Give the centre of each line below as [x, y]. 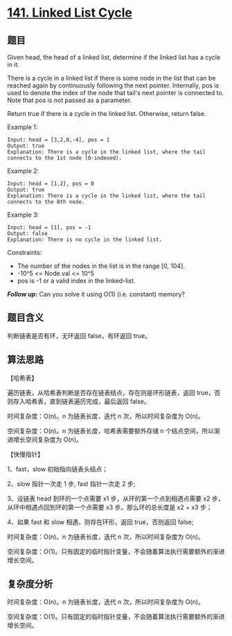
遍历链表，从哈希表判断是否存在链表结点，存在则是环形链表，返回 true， [111, 392]
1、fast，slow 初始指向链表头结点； [58, 469]
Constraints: [25, 252]
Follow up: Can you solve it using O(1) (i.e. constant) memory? [96, 294]
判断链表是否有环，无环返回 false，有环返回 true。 [79, 335]
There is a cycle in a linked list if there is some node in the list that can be [111, 78]
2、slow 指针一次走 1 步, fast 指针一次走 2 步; [71, 483]
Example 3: [23, 215]
